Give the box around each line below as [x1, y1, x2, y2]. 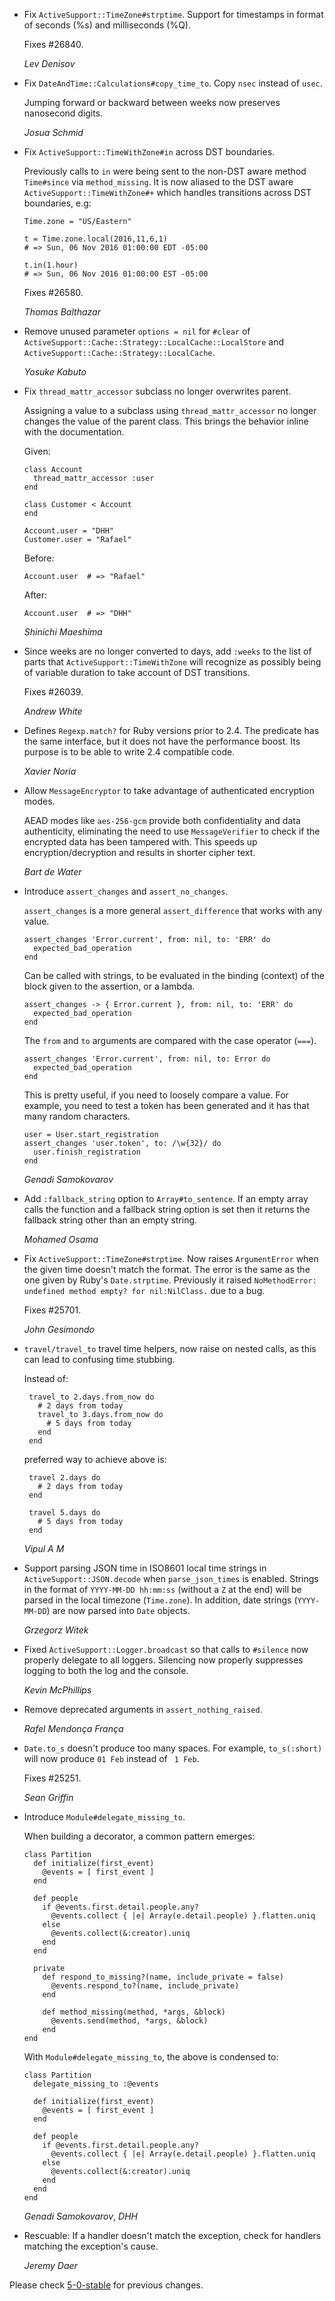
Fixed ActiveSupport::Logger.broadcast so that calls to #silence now [23, 1644, 309, 1655]
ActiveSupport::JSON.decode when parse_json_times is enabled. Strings [23, 1573, 319, 1584]
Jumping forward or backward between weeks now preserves [23, 97, 281, 108]
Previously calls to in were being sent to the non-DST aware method [23, 165, 307, 177]
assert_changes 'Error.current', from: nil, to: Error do [23, 1054, 271, 1064]
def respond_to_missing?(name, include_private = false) [42, 1972, 285, 1982]
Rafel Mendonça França [23, 1723, 124, 1734]
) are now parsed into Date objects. [46, 1605, 191, 1616]
